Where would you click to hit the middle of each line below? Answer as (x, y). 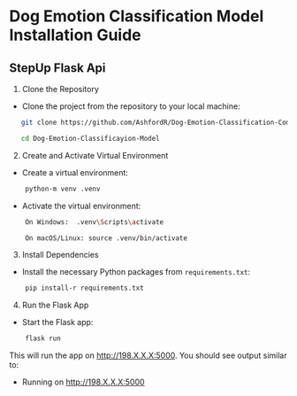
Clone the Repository (61, 89)
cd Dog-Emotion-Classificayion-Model (91, 138)
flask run (43, 338)
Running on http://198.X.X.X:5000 (83, 382)
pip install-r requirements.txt (84, 288)
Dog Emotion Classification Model (137, 16)
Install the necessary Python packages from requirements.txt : (136, 272)
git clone (39, 122)
